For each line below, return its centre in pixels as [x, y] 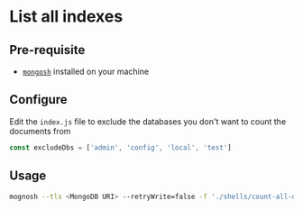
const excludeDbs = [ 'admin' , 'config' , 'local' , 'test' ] [120, 147]
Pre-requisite [47, 50]
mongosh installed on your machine [86, 71]
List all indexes [66, 17]
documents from [40, 131]
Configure [38, 100]
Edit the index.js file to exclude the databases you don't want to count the [148, 121]
